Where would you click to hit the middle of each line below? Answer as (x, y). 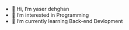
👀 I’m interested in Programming (50, 15)
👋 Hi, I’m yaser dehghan (40, 9)
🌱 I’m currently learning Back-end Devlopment (67, 21)
